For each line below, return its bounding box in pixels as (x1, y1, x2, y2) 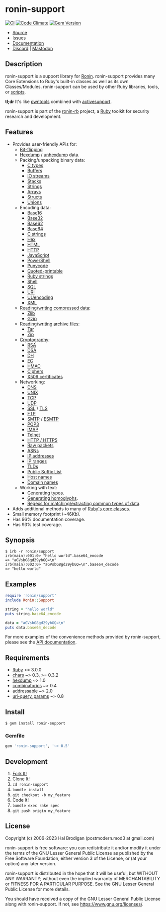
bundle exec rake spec (12, 803, 60, 809)
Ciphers (27, 368, 44, 374)
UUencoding (27, 294, 53, 300)
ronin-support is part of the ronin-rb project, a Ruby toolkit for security (5, 108, 150, 114)
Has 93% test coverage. (12, 521, 62, 528)
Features (5, 128, 33, 136)
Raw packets (27, 442, 54, 448)
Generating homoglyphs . (27, 495, 78, 501)
